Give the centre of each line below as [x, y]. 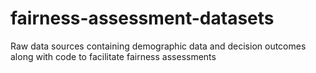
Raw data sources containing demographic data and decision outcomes [158, 46]
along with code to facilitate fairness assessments [113, 56]
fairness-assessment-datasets [142, 18]
